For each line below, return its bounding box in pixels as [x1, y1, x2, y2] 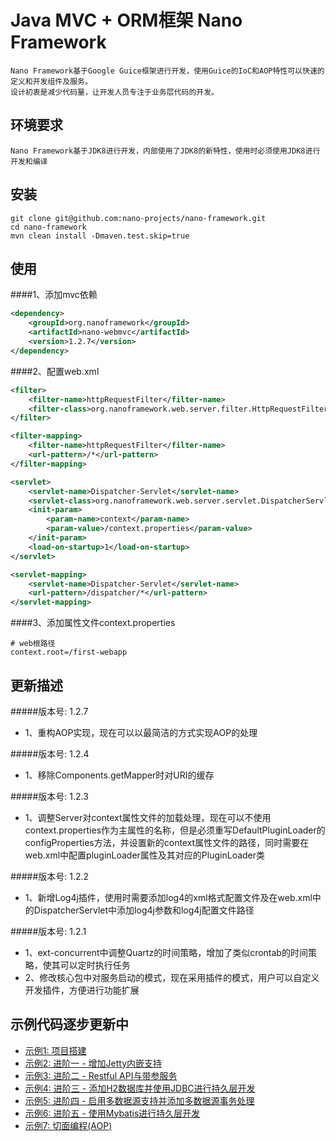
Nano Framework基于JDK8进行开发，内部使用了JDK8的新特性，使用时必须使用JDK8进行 [10, 146, 321, 156]
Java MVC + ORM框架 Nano [10, 9, 243, 32]
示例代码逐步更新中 [10, 1016, 129, 1033]
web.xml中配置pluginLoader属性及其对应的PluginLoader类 [24, 849, 266, 861]
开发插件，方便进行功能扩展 [24, 984, 140, 996]
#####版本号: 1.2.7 [10, 705, 89, 717]
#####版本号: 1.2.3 [10, 790, 89, 802]
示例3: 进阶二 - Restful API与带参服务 [24, 1069, 178, 1081]
